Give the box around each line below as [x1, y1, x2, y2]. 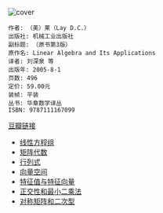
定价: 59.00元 [8, 83, 51, 90]
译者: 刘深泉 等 [8, 57, 54, 65]
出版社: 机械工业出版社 [8, 32, 74, 40]
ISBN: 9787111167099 [8, 106, 76, 114]
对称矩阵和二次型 [19, 196, 75, 206]
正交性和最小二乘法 [19, 187, 82, 196]
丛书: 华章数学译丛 [8, 99, 63, 107]
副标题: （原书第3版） [8, 41, 72, 49]
